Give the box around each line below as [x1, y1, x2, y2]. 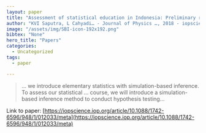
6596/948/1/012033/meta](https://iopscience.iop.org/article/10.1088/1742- [6, 113, 195, 121]
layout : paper [6, 9, 43, 15]
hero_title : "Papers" [6, 37, 62, 43]
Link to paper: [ [6, 107, 45, 114]
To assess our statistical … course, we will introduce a [21, 88, 158, 96]
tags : [6, 54, 20, 60]
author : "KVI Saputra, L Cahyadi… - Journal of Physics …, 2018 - [6, 20, 180, 26]
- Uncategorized [12, 49, 53, 55]
